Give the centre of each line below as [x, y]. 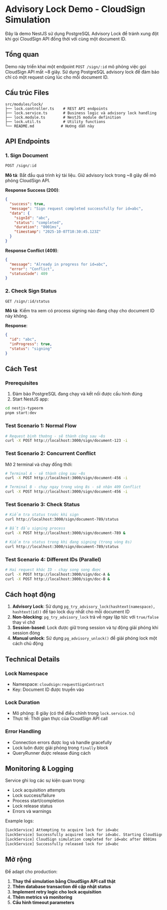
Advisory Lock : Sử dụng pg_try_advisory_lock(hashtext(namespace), [84, 607]
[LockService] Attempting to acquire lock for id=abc [62, 830]
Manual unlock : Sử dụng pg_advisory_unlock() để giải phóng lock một [85, 638]
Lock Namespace [27, 673]
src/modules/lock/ [24, 104]
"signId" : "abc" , [32, 218]
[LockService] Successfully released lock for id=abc [62, 844]
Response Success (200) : [32, 190]
